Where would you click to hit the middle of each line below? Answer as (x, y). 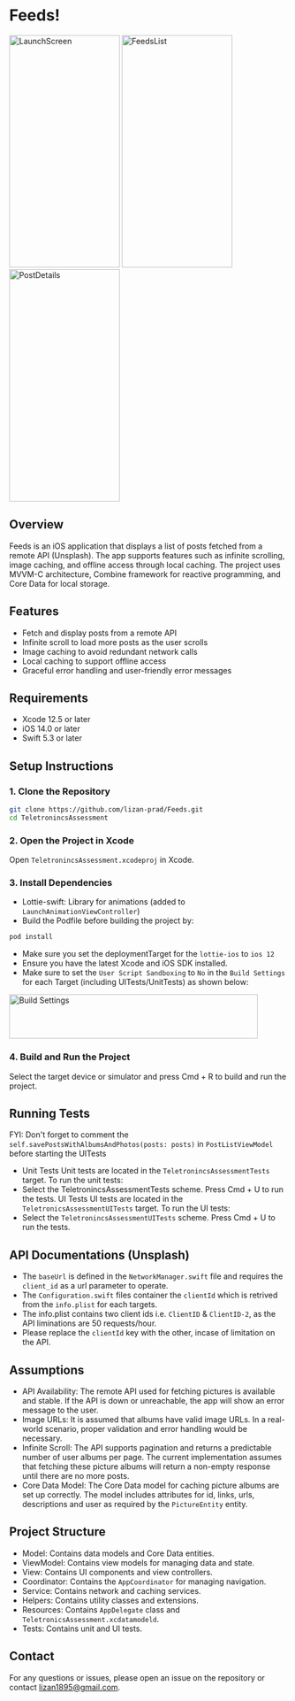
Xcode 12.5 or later (56, 720)
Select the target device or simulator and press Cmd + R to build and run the (148, 1076)
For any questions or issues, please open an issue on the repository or (137, 1677)
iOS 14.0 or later (51, 729)
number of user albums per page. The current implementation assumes (152, 1458)
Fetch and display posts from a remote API (99, 633)
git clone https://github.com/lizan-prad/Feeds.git (106, 810)
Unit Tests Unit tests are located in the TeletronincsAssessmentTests (146, 1171)
